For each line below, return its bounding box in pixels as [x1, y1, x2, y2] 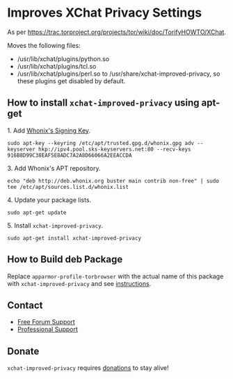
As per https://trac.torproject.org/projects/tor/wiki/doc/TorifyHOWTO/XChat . [7, 28, 226, 36]
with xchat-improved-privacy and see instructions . [7, 279, 152, 287]
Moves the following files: [7, 41, 81, 49]
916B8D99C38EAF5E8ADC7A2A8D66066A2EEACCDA [7, 151, 132, 159]
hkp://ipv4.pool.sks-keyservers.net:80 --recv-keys [38, 146, 191, 153]
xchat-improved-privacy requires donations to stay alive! [7, 364, 169, 372]
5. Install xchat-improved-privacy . [7, 221, 104, 230]
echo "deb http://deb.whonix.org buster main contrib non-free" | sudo [7, 177, 219, 185]
